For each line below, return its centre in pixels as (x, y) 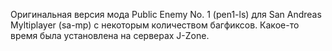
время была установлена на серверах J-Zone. (110, 35)
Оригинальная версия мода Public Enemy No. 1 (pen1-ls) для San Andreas (166, 14)
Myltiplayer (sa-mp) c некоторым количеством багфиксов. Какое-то (155, 25)
